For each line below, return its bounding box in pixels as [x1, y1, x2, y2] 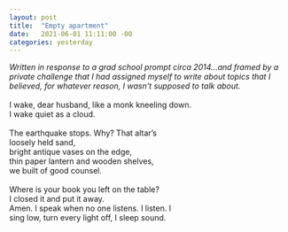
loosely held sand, [9, 137, 76, 148]
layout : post [9, 12, 58, 22]
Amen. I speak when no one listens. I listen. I [9, 203, 172, 213]
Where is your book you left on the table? [9, 184, 160, 195]
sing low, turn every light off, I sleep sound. [9, 213, 167, 223]
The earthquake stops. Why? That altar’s [9, 128, 158, 138]
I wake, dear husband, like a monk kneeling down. [9, 99, 192, 111]
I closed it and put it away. [9, 194, 105, 205]
